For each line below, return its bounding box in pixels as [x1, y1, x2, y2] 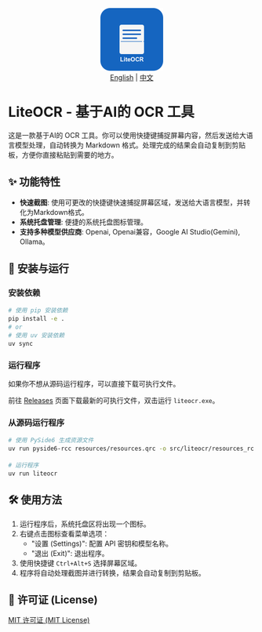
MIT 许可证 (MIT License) [8, 616, 90, 625]
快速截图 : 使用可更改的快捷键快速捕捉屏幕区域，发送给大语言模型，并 [19, 198, 244, 207]
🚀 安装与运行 [8, 262, 69, 275]
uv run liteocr [8, 470, 58, 478]
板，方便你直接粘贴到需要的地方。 [8, 150, 118, 159]
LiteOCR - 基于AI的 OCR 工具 [8, 104, 195, 121]
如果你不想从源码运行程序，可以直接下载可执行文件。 [8, 380, 180, 389]
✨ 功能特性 [8, 176, 61, 189]
